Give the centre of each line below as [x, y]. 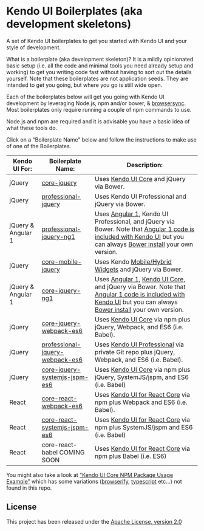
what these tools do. [32, 128]
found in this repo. [29, 488]
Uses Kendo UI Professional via [139, 344]
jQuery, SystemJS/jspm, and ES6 [142, 377]
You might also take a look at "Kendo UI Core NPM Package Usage [90, 474]
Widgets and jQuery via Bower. [139, 269]
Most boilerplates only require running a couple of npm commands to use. [99, 109]
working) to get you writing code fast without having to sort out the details [99, 72]
